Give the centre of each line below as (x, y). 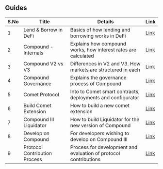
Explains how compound (98, 44)
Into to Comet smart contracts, (105, 92)
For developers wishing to (100, 133)
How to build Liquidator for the (105, 119)
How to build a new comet (100, 105)
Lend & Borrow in (43, 30)
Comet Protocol (41, 94)
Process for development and (104, 147)
